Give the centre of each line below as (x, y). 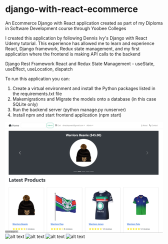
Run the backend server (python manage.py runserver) (69, 109)
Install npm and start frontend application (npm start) (67, 115)
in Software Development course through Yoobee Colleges (66, 28)
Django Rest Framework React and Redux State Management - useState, (80, 63)
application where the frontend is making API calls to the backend (73, 54)
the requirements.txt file (37, 93)
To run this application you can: (37, 78)
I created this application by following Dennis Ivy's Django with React (76, 38)
